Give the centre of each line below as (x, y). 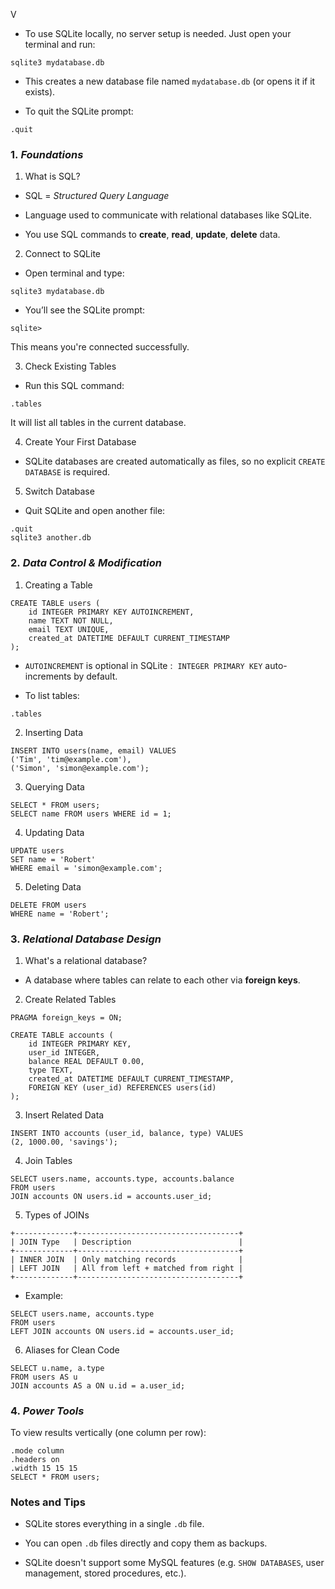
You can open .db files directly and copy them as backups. (146, 1543)
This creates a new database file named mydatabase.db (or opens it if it (170, 81)
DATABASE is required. (67, 472)
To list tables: (52, 695)
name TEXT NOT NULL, (71, 620)
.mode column (37, 1451)
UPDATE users (37, 850)
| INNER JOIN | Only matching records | (127, 1259)
